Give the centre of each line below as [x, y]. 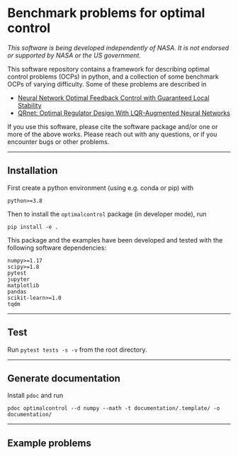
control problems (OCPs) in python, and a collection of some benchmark [113, 77]
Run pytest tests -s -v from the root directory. [77, 350]
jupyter [19, 279]
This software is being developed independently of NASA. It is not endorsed [118, 48]
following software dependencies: [57, 248]
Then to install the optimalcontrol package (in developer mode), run [107, 213]
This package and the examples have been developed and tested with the [115, 240]
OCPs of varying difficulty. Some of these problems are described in [107, 84]
